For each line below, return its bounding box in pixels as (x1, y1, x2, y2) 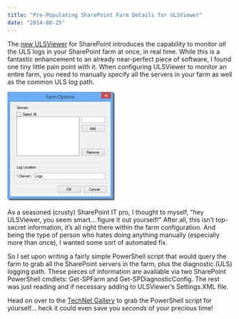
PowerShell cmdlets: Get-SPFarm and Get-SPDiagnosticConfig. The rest (7, 275, 220, 283)
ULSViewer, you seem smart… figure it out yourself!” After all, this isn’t (7, 215, 214, 224)
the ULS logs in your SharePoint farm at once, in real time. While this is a (7, 47, 220, 56)
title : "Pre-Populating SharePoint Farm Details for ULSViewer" (7, 11, 203, 19)
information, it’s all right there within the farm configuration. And (27, 223, 216, 231)
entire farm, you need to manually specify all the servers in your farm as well (7, 70, 233, 79)
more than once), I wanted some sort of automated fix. (7, 238, 168, 246)
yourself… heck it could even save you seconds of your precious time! (7, 303, 213, 312)
